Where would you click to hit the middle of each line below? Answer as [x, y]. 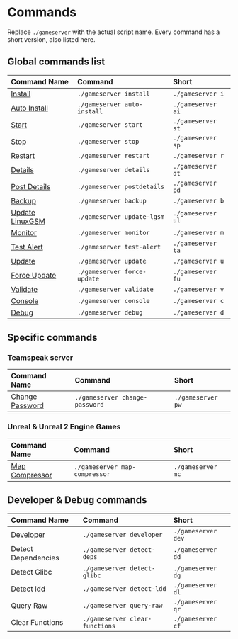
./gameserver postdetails [121, 186]
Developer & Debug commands [77, 500]
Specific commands [52, 338]
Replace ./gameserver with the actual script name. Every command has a [114, 32]
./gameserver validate [115, 289]
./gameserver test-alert [119, 247]
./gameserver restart [114, 155]
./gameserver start [110, 124]
